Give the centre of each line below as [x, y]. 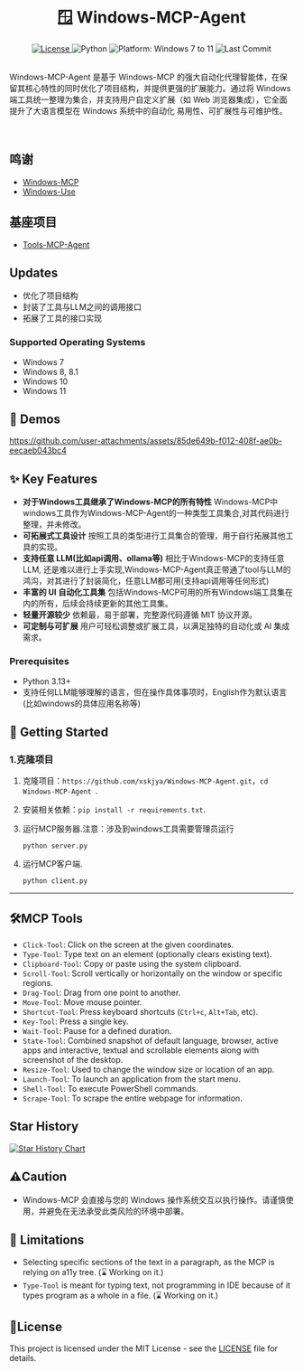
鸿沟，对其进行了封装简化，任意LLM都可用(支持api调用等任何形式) [146, 581]
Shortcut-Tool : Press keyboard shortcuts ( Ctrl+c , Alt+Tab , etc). [140, 1012]
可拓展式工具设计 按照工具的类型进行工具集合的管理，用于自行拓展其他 [154, 536]
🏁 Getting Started [59, 732]
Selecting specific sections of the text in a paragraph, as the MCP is [148, 1262]
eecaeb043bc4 [38, 451]
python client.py [55, 881]
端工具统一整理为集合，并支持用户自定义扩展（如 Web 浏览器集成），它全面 [148, 99]
